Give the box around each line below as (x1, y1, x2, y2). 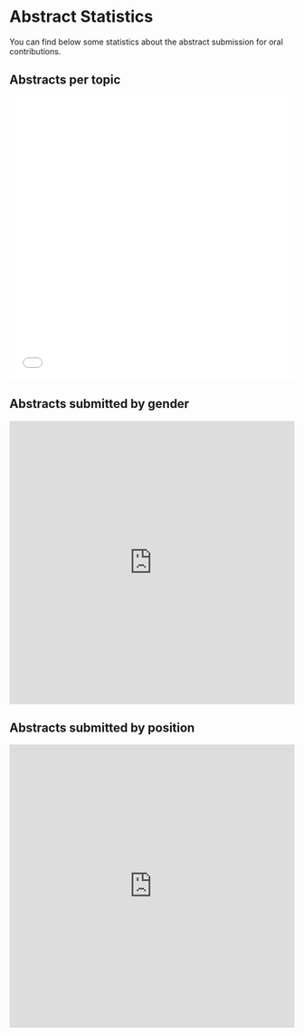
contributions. (9, 45, 62, 56)
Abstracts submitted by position (9, 720, 195, 735)
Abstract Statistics (9, 6, 154, 27)
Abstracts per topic (9, 73, 121, 88)
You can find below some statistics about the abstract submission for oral (9, 36, 283, 47)
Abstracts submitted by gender (9, 396, 190, 411)
